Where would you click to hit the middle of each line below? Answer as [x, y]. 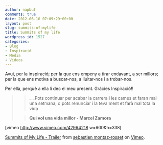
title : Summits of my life [33, 32]
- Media [13, 55]
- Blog [12, 46]
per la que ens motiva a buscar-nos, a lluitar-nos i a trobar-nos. [69, 79]
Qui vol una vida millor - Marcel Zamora [70, 118]
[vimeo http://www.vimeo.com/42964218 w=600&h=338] [63, 128]
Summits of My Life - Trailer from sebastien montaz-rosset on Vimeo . [75, 137]
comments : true [21, 14]
